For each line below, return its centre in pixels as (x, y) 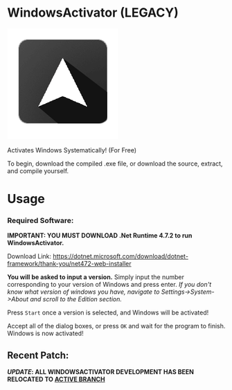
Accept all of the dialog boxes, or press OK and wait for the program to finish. (116, 326)
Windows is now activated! (46, 333)
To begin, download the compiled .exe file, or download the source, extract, (115, 163)
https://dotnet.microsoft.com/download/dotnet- (121, 256)
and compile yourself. (38, 170)
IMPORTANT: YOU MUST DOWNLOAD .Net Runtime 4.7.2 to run (100, 236)
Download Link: (29, 256)
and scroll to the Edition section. (76, 299)
